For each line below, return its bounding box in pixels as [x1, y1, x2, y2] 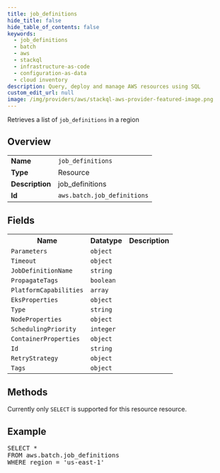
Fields [7, 215, 35, 227]
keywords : [7, 30, 37, 38]
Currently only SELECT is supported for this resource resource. [7, 405, 187, 414]
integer [90, 325, 116, 333]
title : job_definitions [7, 10, 78, 18]
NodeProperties [11, 315, 62, 323]
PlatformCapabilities [11, 286, 83, 294]
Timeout [11, 256, 37, 265]
